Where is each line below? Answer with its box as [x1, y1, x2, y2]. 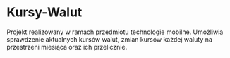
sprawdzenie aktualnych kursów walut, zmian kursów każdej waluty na [6, 35, 213, 43]
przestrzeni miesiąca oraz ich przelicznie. [6, 42, 128, 51]
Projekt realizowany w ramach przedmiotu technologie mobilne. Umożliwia [6, 28, 224, 36]
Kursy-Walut [6, 4, 83, 21]
